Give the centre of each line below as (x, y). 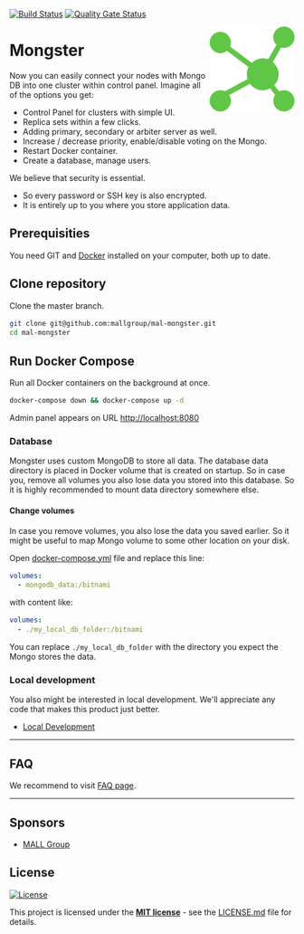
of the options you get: (52, 94)
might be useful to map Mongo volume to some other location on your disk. (150, 540)
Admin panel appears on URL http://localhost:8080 (104, 418)
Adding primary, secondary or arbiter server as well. (120, 131)
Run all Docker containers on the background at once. (110, 383)
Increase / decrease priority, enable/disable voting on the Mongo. (144, 141)
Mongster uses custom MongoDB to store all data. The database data (139, 461)
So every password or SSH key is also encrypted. (114, 195)
